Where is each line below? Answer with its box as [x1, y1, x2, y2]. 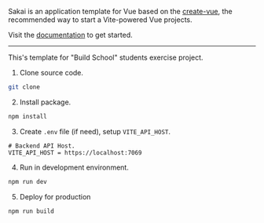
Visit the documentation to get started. [8, 31, 133, 39]
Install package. [19, 97, 71, 107]
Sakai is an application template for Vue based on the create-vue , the [8, 7, 233, 16]
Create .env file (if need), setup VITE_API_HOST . [19, 126, 171, 136]
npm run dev [8, 177, 47, 185]
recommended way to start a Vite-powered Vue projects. [8, 15, 192, 24]
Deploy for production [19, 192, 91, 201]
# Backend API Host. [8, 141, 76, 150]
